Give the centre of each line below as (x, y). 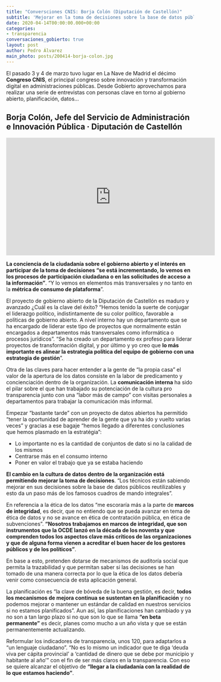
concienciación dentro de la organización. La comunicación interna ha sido (99, 383)
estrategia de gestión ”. (35, 358)
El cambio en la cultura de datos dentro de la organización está (85, 474)
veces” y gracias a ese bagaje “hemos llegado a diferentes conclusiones (95, 426)
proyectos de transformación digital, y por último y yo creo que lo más (93, 345)
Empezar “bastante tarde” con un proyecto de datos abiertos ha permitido (97, 413)
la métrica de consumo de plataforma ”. (55, 289)
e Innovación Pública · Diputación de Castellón (94, 127)
